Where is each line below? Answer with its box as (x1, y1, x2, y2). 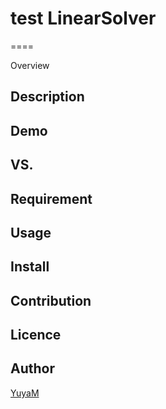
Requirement (10, 190, 93, 207)
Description (10, 88, 85, 106)
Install (10, 258, 50, 276)
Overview (10, 59, 50, 71)
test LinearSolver (10, 7, 157, 30)
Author (10, 360, 55, 377)
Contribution (10, 292, 92, 309)
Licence (10, 327, 62, 344)
